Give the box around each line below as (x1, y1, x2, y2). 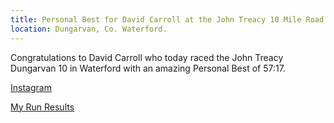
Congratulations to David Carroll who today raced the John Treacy (10, 51, 284, 63)
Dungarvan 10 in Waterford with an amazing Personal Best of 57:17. (10, 62, 286, 74)
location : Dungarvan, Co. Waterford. (10, 24, 168, 34)
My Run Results (10, 101, 75, 113)
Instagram (10, 81, 52, 93)
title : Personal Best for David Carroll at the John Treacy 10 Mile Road (10, 14, 325, 25)
